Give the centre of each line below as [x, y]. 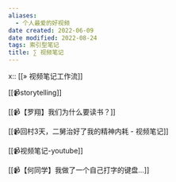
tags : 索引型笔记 [34, 45]
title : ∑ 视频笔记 [36, 52]
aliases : [23, 15]
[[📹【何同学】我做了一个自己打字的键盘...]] [79, 170]
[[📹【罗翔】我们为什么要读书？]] [62, 112]
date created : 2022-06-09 [51, 30]
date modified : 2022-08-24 [53, 38]
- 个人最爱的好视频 [42, 23]
